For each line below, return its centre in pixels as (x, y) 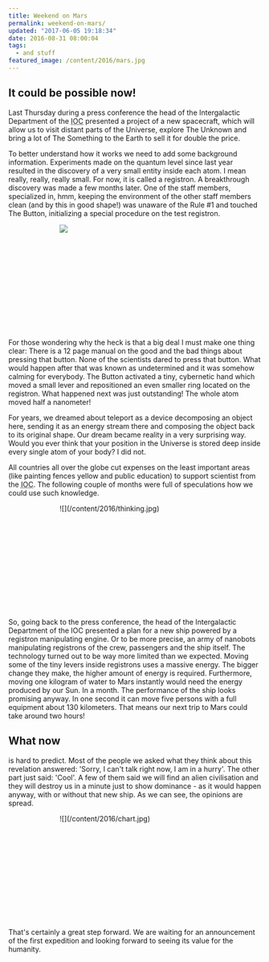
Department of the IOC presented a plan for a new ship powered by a (122, 630)
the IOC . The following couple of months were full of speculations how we (131, 484)
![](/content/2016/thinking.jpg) (110, 508)
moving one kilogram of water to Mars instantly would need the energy (126, 681)
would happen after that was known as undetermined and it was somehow (131, 368)
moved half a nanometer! (50, 402)
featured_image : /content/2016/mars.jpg (77, 61)
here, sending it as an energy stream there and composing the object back (132, 426)
